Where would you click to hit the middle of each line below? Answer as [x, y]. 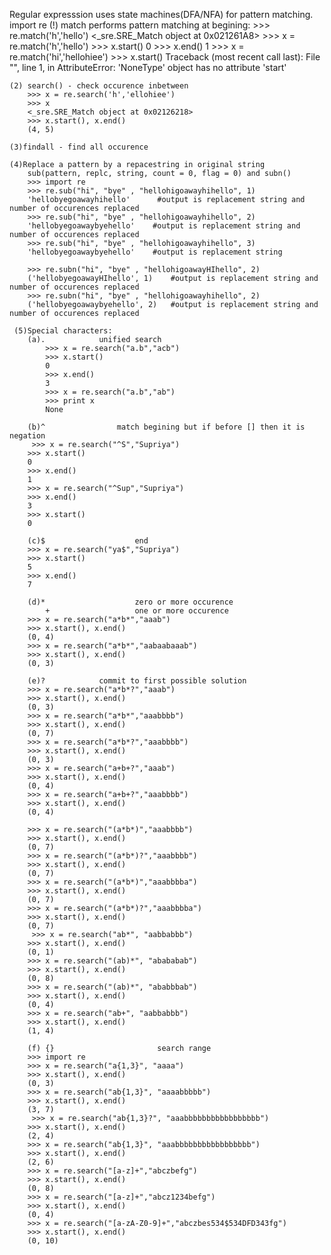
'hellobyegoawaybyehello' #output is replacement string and [164, 226]
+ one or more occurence [137, 611]
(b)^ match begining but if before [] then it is [166, 427]
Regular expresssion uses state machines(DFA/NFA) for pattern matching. [161, 14]
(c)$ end [88, 541]
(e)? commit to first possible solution [137, 681]
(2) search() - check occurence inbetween [99, 86]
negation [27, 436]
